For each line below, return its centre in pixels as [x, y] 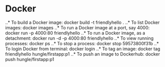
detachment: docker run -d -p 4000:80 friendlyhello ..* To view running [79, 38]
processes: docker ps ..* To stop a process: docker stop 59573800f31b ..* [82, 43]
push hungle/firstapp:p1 [30, 59]
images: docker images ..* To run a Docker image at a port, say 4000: [77, 27]
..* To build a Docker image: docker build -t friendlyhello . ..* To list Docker [82, 22]
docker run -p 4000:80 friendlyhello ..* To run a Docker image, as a [75, 33]
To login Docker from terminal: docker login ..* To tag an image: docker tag [83, 49]
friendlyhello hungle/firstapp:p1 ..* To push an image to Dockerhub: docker [82, 54]
